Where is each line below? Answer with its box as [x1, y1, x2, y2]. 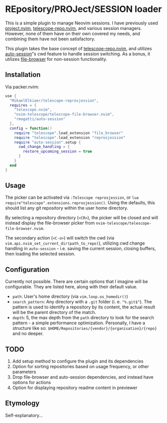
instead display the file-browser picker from [5, 220, 95, 226]
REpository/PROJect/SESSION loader [5, 3, 162, 15]
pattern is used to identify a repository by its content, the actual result [12, 304, 156, 310]
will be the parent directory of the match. [12, 309, 96, 315]
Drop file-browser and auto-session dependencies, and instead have [12, 374, 154, 380]
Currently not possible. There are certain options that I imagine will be [5, 279, 148, 284]
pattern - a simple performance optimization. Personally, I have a [12, 320, 146, 326]
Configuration [5, 265, 50, 274]
